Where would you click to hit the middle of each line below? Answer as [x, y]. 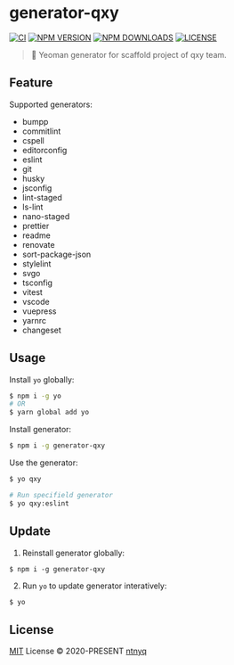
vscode [36, 301]
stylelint [36, 263]
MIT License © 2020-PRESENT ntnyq [78, 651]
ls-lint [32, 207]
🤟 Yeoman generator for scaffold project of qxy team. [129, 54]
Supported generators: [51, 104]
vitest [32, 291]
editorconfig [44, 150]
